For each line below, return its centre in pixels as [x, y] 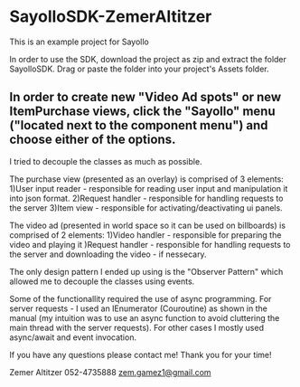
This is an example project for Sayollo [79, 42]
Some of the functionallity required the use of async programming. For [141, 298]
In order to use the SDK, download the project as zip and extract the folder [148, 59]
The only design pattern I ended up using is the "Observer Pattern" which [146, 271]
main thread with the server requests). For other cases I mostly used [137, 327]
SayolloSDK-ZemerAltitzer [111, 17]
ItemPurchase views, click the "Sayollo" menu [142, 112]
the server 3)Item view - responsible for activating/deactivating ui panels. [146, 208]
